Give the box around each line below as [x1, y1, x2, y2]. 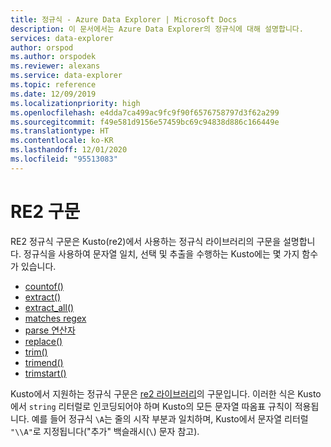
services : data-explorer [10, 33, 114, 43]
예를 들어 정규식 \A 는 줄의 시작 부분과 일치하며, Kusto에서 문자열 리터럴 [31, 412, 309, 425]
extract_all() [24, 301, 75, 313]
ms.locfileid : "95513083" [10, 154, 118, 164]
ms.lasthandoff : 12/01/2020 [10, 145, 128, 155]
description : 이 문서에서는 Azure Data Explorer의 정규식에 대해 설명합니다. [10, 24, 304, 34]
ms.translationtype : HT [10, 126, 110, 136]
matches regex [24, 312, 87, 324]
